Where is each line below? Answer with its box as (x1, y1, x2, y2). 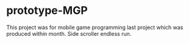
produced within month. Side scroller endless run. (6, 30, 132, 37)
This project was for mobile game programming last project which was (6, 24, 184, 31)
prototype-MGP (6, 4, 88, 18)
